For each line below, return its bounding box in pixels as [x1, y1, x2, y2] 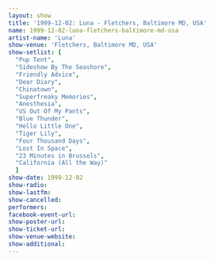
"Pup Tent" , [15, 56, 55, 64]
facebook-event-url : [8, 211, 77, 219]
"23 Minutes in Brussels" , [15, 151, 105, 159]
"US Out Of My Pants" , [15, 108, 90, 116]
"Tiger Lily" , [15, 129, 62, 137]
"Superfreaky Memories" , [15, 93, 97, 101]
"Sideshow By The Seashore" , [15, 63, 112, 71]
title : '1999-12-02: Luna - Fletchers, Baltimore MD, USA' [8, 19, 208, 27]
